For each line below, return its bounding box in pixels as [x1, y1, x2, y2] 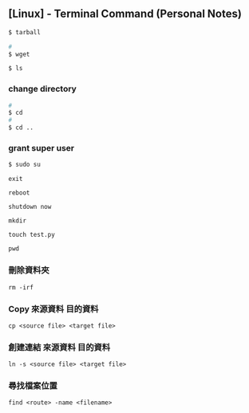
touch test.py [8, 231, 56, 239]
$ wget [8, 50, 30, 58]
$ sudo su [8, 160, 41, 169]
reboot [8, 189, 30, 197]
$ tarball [8, 28, 41, 36]
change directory [8, 84, 77, 95]
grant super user [8, 143, 75, 154]
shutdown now [8, 203, 52, 211]
